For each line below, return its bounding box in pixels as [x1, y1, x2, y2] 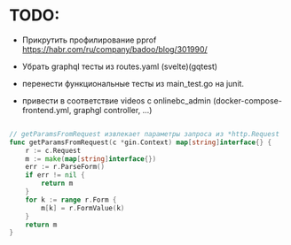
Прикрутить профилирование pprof [21, 34, 157, 45]
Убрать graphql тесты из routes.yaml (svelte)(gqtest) [21, 61, 218, 72]
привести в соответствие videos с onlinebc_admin [21, 95, 211, 106]
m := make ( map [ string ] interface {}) [25, 154, 157, 164]
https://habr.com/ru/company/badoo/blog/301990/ [21, 43, 208, 54]
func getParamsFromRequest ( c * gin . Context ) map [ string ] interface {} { [9, 138, 272, 147]
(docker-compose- [212, 95, 282, 106]
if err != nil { [25, 171, 86, 180]
